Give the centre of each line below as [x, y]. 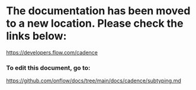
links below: [36, 36]
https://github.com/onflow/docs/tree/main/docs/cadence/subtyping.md [94, 81]
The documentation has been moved [98, 11]
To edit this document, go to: [48, 67]
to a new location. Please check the [95, 23]
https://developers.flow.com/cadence [52, 52]
